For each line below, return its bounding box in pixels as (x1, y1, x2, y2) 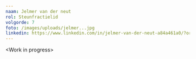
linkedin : (5, 30, 30, 36)
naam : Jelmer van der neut (5, 8, 71, 15)
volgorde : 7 (5, 19, 35, 25)
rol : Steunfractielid (5, 14, 59, 20)
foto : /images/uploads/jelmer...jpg (5, 25, 95, 31)
